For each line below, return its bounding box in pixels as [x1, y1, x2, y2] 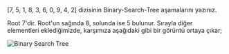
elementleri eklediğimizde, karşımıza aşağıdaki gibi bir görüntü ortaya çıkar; [7, 27, 223, 34]
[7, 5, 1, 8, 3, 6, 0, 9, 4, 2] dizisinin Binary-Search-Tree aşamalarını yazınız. [7, 6, 217, 14]
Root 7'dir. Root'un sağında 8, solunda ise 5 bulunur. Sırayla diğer [7, 19, 193, 27]
